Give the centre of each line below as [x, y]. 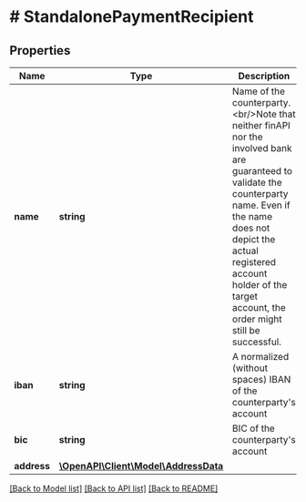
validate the [257, 182]
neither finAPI [261, 125]
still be [246, 330]
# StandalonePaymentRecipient [132, 17]
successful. [257, 342]
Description [264, 76]
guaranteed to [262, 171]
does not [251, 228]
